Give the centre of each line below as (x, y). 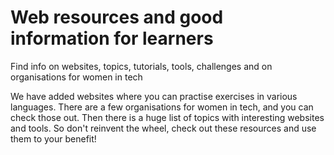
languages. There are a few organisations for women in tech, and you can (162, 107)
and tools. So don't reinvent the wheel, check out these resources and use (163, 128)
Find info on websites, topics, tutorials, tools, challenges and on (141, 66)
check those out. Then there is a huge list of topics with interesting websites (167, 117)
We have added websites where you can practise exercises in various (154, 96)
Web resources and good (117, 17)
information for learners (112, 38)
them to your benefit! (53, 138)
